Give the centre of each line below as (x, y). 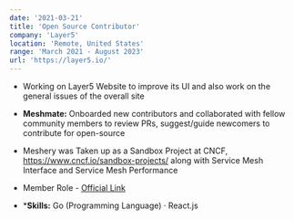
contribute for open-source (74, 133)
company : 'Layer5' (44, 35)
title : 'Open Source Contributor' (75, 26)
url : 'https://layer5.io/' (61, 60)
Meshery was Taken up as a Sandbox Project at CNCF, (125, 151)
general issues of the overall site (83, 96)
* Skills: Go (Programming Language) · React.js (110, 205)
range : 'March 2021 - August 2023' (77, 52)
